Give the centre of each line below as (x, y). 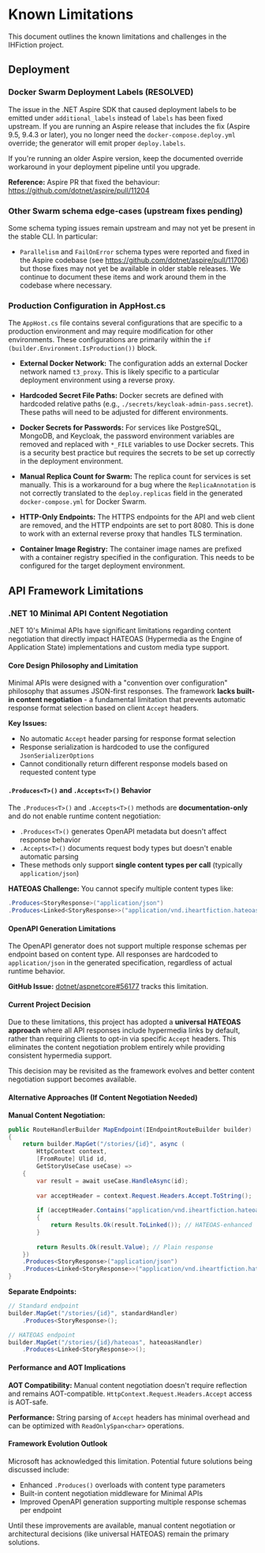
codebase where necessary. (66, 285)
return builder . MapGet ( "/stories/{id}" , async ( (104, 1144)
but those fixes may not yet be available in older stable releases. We (130, 268)
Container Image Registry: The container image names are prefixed (131, 549)
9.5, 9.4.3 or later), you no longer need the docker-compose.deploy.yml (122, 134)
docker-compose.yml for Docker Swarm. (83, 502)
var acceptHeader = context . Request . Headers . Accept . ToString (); (144, 1196)
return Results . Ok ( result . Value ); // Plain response (125, 1247)
